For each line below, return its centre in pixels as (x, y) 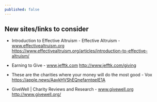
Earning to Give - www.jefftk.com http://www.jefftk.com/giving (74, 65)
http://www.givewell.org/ (36, 94)
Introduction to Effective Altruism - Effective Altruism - (66, 41)
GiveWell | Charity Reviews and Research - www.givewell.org (72, 89)
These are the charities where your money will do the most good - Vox (82, 75)
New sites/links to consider (47, 29)
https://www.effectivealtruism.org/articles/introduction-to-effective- (80, 51)
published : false (22, 9)
